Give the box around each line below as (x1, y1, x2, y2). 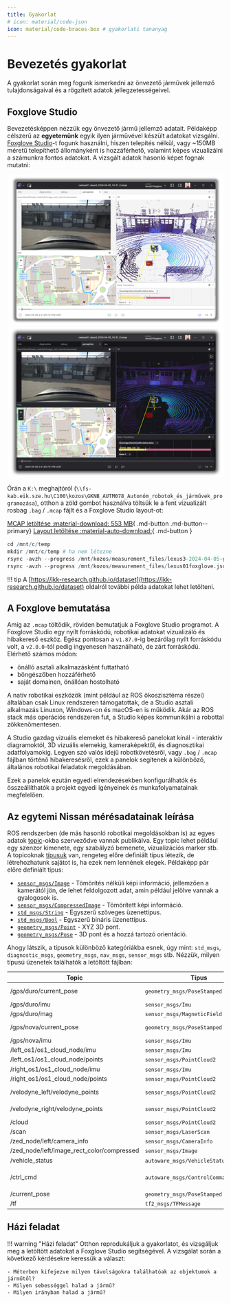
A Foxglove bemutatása (7, 602, 111, 614)
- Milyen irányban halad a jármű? (7, 1289, 107, 1296)
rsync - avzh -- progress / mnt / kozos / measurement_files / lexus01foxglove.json (7, 563, 229, 570)
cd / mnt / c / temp (7, 541, 51, 548)
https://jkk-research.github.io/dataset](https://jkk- (30, 575, 173, 583)
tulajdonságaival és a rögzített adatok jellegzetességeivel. (7, 86, 170, 94)
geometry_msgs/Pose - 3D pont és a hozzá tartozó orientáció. (16, 930, 188, 938)
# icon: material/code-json (7, 18, 88, 25)
